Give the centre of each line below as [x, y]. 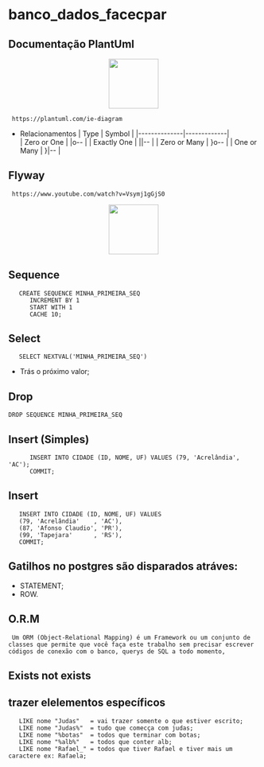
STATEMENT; [41, 586]
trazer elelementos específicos [87, 703]
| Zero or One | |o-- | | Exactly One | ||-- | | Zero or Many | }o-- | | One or [138, 142]
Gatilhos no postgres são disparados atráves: [123, 566]
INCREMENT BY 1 [54, 300]
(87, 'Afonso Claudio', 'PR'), [71, 528]
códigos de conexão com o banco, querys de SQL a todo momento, [117, 651]
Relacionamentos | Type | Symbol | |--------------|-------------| [124, 134]
